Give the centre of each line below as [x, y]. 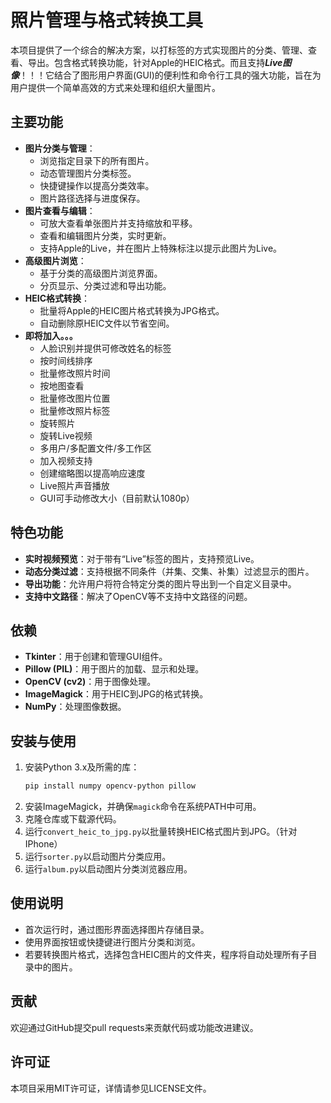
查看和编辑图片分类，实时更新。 [105, 235]
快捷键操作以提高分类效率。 [97, 185]
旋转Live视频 [66, 435]
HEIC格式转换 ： [57, 298]
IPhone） [43, 844]
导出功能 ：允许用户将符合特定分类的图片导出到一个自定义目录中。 [160, 583]
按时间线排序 [66, 360]
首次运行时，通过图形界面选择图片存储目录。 [117, 929]
